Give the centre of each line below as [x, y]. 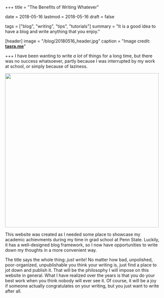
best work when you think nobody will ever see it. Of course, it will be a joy [81, 280]
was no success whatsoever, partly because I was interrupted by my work [80, 61]
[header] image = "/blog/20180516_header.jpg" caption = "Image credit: [78, 41]
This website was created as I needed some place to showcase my [73, 234]
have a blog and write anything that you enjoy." [53, 31]
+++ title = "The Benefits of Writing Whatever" [52, 7]
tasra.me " [15, 46]
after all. [14, 291]
